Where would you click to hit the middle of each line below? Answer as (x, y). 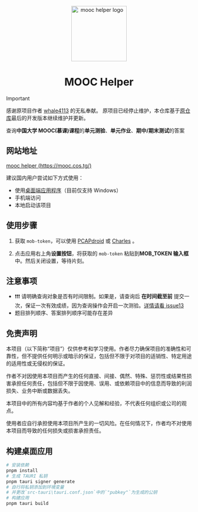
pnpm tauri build (27, 504)
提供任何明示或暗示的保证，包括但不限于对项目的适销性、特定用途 (112, 356)
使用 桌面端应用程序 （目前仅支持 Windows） (68, 190)
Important (18, 98)
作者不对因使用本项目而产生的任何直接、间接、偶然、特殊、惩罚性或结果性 (96, 376)
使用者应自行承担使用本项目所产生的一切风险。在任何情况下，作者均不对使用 (99, 423)
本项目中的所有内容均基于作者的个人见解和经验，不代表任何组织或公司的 (94, 403)
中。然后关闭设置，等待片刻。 (51, 260)
